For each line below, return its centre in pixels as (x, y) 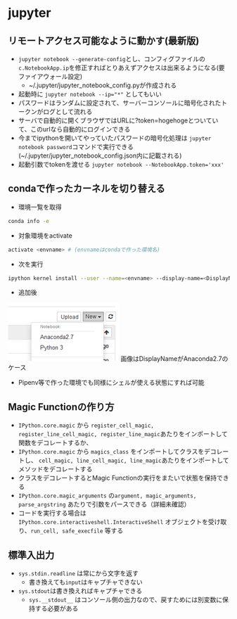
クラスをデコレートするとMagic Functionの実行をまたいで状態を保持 (117, 478)
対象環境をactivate (45, 235)
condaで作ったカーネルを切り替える (87, 189)
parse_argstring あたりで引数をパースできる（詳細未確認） (104, 504)
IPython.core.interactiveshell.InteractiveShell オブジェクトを (113, 522)
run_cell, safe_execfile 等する (77, 531)
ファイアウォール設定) (50, 76)
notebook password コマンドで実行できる (76, 147)
